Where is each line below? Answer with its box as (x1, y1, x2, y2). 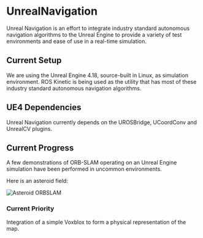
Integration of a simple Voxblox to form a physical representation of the (6, 218, 186, 226)
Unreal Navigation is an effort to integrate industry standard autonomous (6, 24, 190, 32)
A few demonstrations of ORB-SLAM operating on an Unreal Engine (6, 159, 177, 166)
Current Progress (6, 143, 74, 153)
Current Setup (6, 55, 62, 65)
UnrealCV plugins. (6, 125, 53, 132)
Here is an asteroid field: (6, 177, 69, 185)
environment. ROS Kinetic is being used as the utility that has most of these (6, 78, 197, 85)
